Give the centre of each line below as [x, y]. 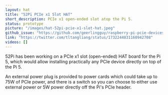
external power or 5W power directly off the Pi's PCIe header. [68, 87]
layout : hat [17, 10]
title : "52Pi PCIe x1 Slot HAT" [39, 14]
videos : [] [16, 42]
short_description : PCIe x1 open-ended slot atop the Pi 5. [69, 19]
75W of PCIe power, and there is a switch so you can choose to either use [81, 82]
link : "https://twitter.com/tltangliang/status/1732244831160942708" [79, 38]
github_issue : [20, 33]
